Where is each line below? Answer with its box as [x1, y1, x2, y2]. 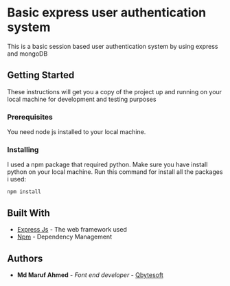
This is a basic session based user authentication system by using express [7, 42, 218, 50]
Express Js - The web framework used [16, 225, 127, 234]
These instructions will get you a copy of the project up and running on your [7, 87, 222, 96]
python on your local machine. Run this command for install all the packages [7, 168, 223, 176]
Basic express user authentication [7, 5, 207, 21]
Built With [7, 207, 50, 219]
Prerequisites [7, 112, 53, 122]
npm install [7, 188, 41, 195]
